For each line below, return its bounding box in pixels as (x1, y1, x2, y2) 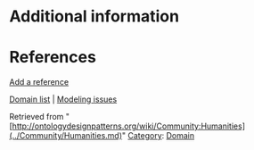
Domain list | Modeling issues (9, 94, 118, 104)
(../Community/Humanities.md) (9, 130, 123, 141)
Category (127, 130, 162, 141)
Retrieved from (9, 112, 64, 122)
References (9, 47, 96, 68)
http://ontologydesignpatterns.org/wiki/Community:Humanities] (12, 121, 245, 131)
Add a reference (9, 77, 70, 87)
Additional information (9, 6, 180, 27)
